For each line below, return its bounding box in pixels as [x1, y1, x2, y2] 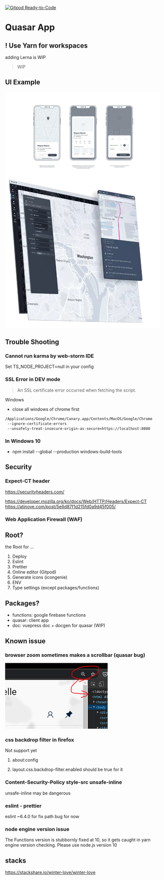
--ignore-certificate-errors [7, 421, 67, 426]
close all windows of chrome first [12, 406, 80, 412]
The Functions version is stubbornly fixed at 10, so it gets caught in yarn [5, 837, 151, 843]
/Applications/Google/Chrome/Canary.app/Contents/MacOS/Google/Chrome [5, 416, 153, 421]
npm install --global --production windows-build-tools [12, 449, 122, 454]
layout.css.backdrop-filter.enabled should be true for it [12, 766, 123, 772]
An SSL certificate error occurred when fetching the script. [17, 387, 137, 393]
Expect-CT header [5, 478, 50, 484]
